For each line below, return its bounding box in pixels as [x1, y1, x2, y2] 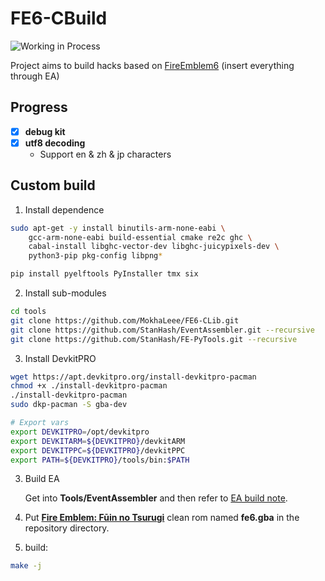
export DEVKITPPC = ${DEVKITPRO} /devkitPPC [10, 445, 186, 456]
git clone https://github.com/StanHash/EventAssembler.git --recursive [10, 325, 315, 335]
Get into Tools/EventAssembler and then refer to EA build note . [24, 492, 288, 504]
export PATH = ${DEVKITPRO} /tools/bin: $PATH [10, 455, 190, 465]
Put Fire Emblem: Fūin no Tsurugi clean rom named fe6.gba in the [24, 512, 300, 524]
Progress [10, 99, 68, 116]
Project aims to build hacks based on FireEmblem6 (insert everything [10, 59, 295, 71]
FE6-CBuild [10, 7, 108, 30]
